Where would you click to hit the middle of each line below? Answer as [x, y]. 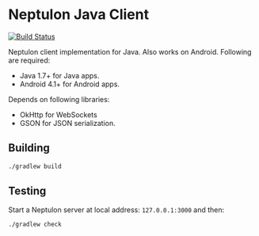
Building [29, 148]
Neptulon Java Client [78, 15]
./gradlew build [35, 166]
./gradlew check [35, 225]
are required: [29, 60]
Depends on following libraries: [59, 99]
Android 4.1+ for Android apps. [70, 84]
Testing [27, 191]
